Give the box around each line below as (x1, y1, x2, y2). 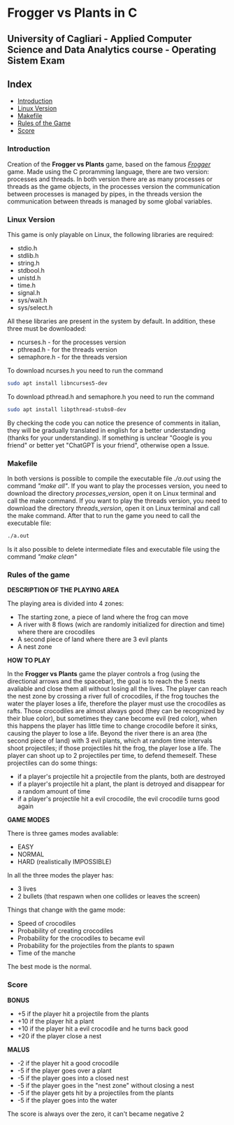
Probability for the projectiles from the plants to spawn (17, 942, 175, 950)
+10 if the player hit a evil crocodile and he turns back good (17, 1024, 189, 1033)
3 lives (17, 884, 37, 893)
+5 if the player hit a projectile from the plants (17, 1009, 149, 1018)
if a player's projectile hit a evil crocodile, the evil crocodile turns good (17, 795, 220, 803)
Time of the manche (17, 949, 75, 957)
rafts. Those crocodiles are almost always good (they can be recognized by (7, 707, 225, 715)
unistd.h (17, 273, 41, 282)
